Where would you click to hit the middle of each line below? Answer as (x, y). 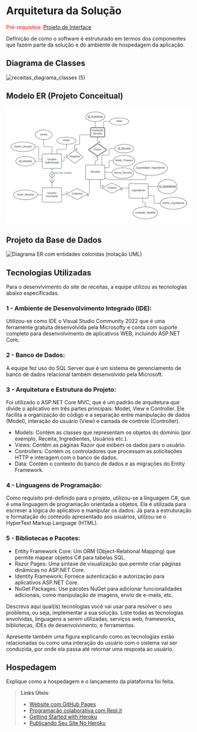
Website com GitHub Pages (62, 704)
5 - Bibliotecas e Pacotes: (43, 538)
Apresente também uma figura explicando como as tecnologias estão (90, 636)
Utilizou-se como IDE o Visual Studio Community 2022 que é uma (86, 321)
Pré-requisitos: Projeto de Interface (49, 27)
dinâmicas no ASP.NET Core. (50, 570)
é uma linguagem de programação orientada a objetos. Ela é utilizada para (96, 504)
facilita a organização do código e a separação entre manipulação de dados (98, 415)
